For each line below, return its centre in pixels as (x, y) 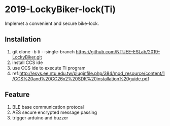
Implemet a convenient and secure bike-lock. (52, 23)
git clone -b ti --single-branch (43, 51)
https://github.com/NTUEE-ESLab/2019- (118, 51)
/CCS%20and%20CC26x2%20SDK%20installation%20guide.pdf (81, 78)
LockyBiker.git (27, 57)
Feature (17, 95)
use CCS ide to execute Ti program (49, 68)
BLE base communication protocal (48, 107)
